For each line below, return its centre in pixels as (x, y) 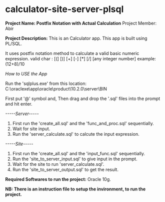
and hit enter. (19, 104)
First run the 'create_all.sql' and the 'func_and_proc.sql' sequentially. (83, 123)
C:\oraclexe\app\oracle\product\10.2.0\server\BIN (56, 88)
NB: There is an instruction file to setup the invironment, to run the (75, 189)
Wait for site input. (31, 129)
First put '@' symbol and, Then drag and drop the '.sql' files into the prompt (83, 98)
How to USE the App (26, 73)
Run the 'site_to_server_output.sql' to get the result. (65, 169)
